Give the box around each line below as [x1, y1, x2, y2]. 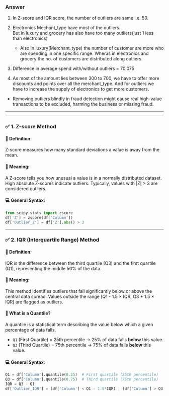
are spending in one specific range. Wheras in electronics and [20, 50, 149, 56]
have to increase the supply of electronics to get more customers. [12, 86, 149, 92]
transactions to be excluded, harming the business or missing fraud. [12, 101, 154, 107]
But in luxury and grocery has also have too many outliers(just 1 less [12, 30, 154, 36]
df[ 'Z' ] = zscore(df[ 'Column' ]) [5, 215, 73, 220]
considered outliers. [5, 185, 47, 192]
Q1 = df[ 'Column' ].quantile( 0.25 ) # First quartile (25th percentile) [5, 372, 158, 377]
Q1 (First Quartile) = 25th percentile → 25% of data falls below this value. [12, 336, 163, 343]
